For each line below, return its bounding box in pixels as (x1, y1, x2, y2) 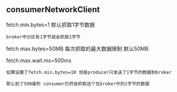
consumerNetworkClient (6, 5, 100, 15)
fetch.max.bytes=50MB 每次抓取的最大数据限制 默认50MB (6, 45, 148, 52)
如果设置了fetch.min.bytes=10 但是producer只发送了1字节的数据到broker (6, 69, 172, 75)
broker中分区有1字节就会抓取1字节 (6, 34, 81, 40)
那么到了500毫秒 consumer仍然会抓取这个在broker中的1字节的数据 (6, 81, 150, 87)
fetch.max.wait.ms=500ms (6, 57, 72, 64)
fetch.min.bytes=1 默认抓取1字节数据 (6, 21, 95, 28)
